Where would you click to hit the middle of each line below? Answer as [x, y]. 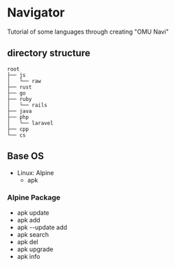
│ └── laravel [30, 123]
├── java [20, 111]
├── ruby [20, 99]
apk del [27, 242]
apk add [28, 220]
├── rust [20, 87]
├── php [18, 117]
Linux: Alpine [35, 172]
